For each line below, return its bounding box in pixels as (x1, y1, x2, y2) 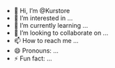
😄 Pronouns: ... (13, 46, 59, 55)
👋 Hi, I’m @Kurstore (13, 7, 70, 15)
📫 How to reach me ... (13, 37, 79, 44)
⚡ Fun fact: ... (13, 54, 52, 62)
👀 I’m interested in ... (13, 14, 73, 22)
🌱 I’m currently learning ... (13, 22, 89, 29)
